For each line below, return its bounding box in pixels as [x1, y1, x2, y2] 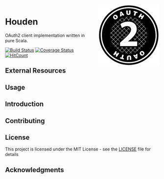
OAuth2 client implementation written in [5, 32, 85, 38]
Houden [5, 16, 38, 27]
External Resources [5, 67, 66, 75]
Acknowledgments [5, 166, 65, 174]
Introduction [5, 100, 44, 108]
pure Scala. [5, 37, 28, 43]
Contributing [5, 117, 45, 125]
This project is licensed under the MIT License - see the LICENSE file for [5, 146, 151, 152]
